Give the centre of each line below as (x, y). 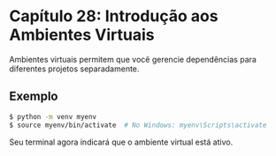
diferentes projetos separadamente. (74, 69)
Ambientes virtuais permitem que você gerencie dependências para (133, 59)
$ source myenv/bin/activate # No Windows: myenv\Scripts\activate (138, 125)
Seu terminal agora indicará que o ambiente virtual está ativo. (121, 142)
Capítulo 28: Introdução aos (114, 16)
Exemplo (34, 97)
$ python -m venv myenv (53, 116)
